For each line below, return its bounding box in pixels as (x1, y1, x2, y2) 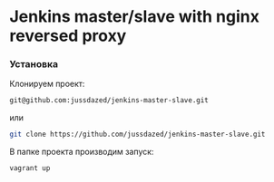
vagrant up (9, 164, 51, 173)
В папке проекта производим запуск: (9, 147, 154, 158)
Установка (9, 58, 59, 71)
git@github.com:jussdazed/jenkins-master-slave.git (9, 96, 209, 105)
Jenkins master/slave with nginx (9, 6, 260, 27)
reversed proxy (9, 25, 127, 46)
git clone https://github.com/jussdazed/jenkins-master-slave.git (9, 129, 266, 139)
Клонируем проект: (9, 79, 85, 90)
